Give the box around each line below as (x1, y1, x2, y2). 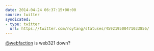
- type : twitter (5, 21, 40, 27)
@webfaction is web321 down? (5, 40, 70, 46)
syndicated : (5, 17, 31, 22)
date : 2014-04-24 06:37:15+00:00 (5, 7, 76, 13)
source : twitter (5, 12, 40, 17)
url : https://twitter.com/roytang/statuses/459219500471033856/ (10, 26, 149, 31)
